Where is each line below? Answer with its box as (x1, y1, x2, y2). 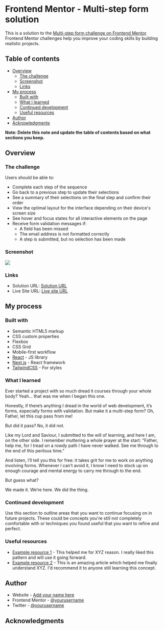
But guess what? (5, 477, 39, 483)
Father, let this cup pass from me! (5, 413, 73, 419)
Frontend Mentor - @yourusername (12, 597, 84, 603)
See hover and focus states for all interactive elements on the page (12, 215, 148, 221)
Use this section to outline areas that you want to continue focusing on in (5, 510, 153, 516)
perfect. (5, 526, 21, 532)
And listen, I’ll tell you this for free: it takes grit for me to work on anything (5, 457, 153, 463)
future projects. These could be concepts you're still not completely (5, 515, 142, 521)
